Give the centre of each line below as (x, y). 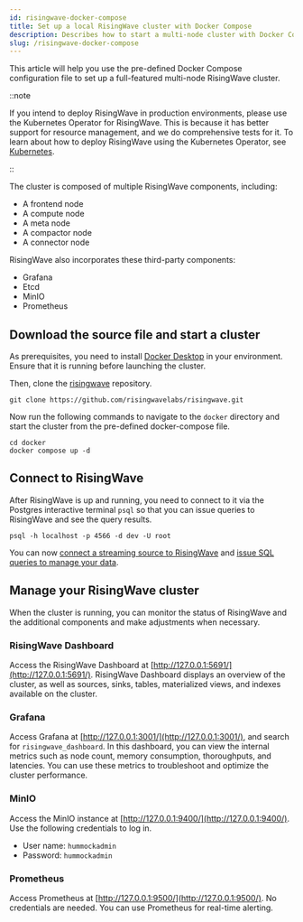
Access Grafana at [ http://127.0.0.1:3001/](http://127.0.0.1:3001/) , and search (150, 737)
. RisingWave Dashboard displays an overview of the (188, 675)
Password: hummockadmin (67, 855)
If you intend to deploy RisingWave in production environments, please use (148, 113)
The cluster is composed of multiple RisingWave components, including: (143, 187)
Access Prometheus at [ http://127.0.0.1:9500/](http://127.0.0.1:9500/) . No (143, 898)
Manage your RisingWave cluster (105, 591)
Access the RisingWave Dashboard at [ (82, 665)
